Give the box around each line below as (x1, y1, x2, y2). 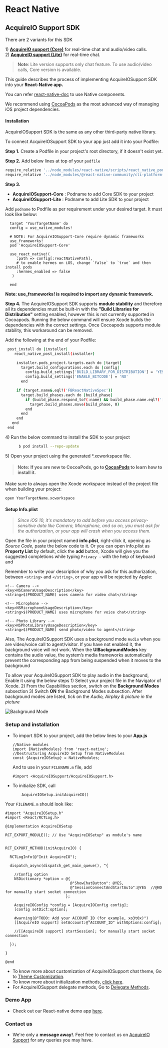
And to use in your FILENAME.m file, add (12, 764, 92, 770)
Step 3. (5, 181, 21, 187)
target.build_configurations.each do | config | (20, 365, 120, 370)
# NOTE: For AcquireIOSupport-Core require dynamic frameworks (9, 234, 144, 239)
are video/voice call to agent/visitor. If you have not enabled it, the (5, 641, 141, 647)
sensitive (17, 522, 36, 528)
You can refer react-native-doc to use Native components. (5, 91, 126, 97)
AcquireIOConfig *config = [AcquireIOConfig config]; (14, 902, 128, 907)
